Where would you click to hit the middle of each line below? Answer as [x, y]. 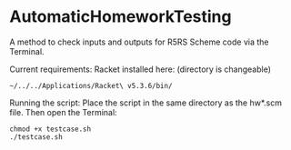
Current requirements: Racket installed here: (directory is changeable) [140, 69]
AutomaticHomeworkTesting [120, 17]
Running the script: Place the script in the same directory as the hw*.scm [145, 103]
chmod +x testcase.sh [50, 129]
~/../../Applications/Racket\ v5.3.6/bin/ [91, 85]
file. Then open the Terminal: [63, 112]
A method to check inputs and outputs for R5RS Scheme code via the [139, 42]
